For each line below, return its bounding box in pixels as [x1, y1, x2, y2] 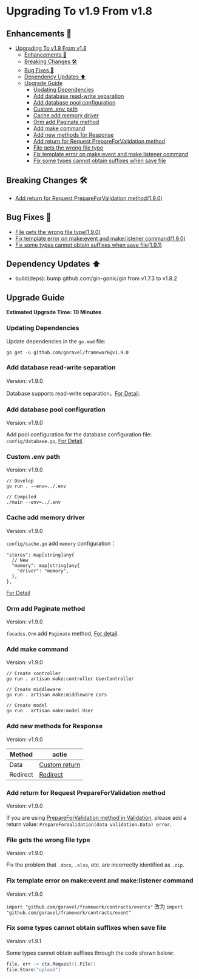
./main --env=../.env [6, 500, 61, 506]
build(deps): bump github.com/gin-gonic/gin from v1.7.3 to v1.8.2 [15, 275, 177, 282]
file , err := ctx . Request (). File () [6, 961, 96, 967]
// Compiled [6, 494, 36, 500]
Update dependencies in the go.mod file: [6, 337, 106, 345]
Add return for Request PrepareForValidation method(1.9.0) [15, 194, 163, 202]
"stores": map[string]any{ [6, 552, 75, 558]
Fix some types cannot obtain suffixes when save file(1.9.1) [15, 241, 162, 249]
